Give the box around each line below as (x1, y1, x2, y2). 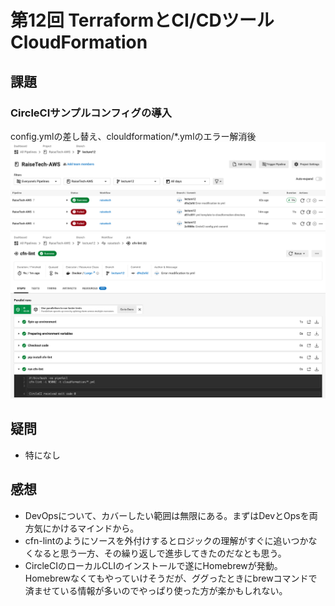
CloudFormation (10, 31, 148, 54)
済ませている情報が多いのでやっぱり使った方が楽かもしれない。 (24, 584, 288, 596)
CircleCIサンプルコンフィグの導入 (10, 106, 172, 120)
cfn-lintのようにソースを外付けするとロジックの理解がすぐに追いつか (24, 534, 309, 546)
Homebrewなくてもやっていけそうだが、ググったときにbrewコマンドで (24, 572, 318, 584)
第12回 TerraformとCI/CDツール (10, 9, 275, 32)
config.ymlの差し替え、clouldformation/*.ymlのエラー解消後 (10, 130, 257, 142)
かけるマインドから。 (51, 522, 140, 534)
